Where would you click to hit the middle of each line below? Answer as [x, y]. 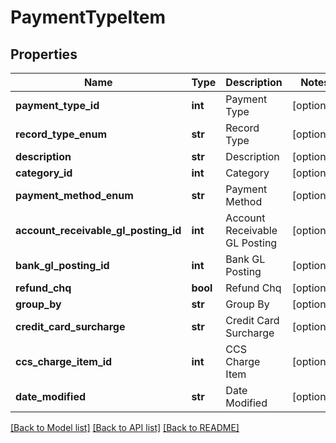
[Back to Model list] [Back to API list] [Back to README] [125, 427]
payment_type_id [57, 105]
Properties [44, 54]
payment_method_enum [74, 195]
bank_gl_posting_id [62, 265]
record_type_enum [61, 134]
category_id [44, 173]
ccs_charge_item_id [64, 361]
